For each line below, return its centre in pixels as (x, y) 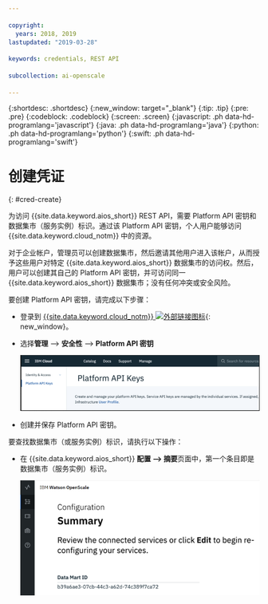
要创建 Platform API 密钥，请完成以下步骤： (80, 299)
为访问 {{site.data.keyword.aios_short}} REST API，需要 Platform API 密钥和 (132, 215)
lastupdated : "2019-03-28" (53, 42)
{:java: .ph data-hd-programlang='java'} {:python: (177, 124)
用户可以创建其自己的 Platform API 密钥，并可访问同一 (97, 272)
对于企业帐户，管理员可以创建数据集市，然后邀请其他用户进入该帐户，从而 (130, 252)
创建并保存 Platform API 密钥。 (70, 424)
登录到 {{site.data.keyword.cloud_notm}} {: (115, 316)
